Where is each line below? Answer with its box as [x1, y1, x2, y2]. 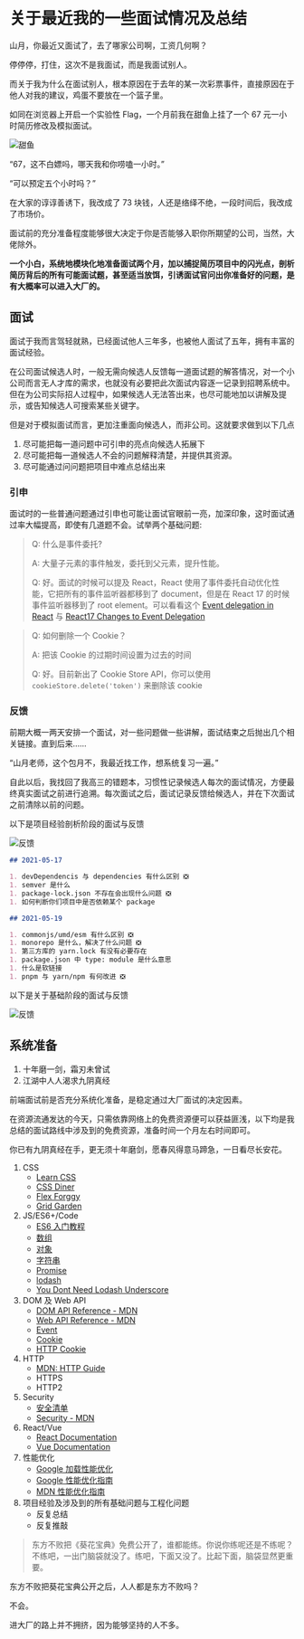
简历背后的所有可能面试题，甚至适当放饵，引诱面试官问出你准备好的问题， [9, 269, 287, 280]
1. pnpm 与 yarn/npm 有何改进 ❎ [9, 971, 126, 981]
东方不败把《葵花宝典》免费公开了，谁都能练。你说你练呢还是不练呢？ [31, 1539, 294, 1549]
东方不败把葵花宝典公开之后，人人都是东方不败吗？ [9, 1580, 200, 1592]
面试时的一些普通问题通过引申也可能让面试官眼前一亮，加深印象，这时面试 [9, 508, 287, 519]
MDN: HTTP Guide [35, 1362, 106, 1373]
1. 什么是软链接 [9, 964, 62, 973]
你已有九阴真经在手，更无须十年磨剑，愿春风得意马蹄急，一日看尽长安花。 [9, 1143, 287, 1154]
